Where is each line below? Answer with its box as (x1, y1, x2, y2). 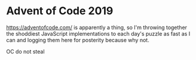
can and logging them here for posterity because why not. (6, 36, 149, 43)
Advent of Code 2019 (6, 4, 114, 18)
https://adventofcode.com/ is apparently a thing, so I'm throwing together (6, 24, 187, 31)
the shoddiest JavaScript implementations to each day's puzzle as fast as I (6, 30, 191, 37)
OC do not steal (6, 48, 45, 55)
